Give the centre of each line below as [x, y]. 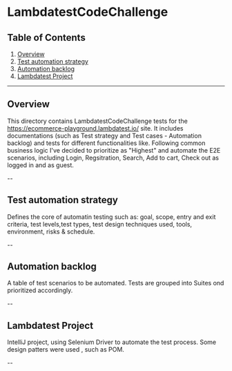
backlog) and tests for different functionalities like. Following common [106, 143]
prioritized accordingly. [40, 290]
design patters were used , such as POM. [66, 350]
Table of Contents [47, 38]
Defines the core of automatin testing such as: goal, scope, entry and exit [112, 217]
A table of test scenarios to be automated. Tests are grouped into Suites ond [116, 283]
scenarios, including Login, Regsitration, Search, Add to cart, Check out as [113, 158]
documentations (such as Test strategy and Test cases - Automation [105, 135]
